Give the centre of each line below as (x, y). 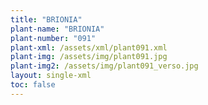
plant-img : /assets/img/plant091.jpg (89, 57)
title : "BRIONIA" (46, 19)
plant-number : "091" (53, 38)
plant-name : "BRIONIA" (57, 29)
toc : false (33, 85)
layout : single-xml (51, 76)
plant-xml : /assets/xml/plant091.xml (89, 47)
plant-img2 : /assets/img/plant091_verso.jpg (104, 66)
